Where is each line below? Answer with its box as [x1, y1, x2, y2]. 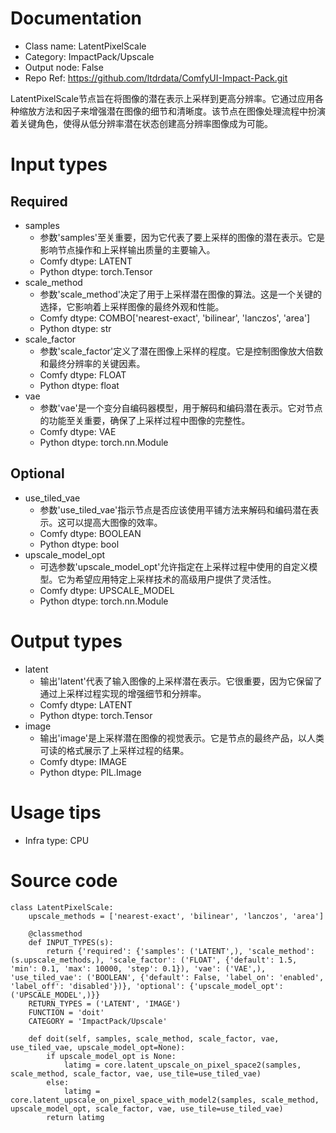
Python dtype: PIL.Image [39, 766, 142, 778]
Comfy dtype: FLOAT [39, 368, 127, 381]
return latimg [46, 1112, 105, 1122]
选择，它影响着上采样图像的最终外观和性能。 [39, 300, 225, 312]
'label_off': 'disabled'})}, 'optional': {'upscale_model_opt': [10, 981, 284, 991]
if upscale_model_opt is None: [46, 1051, 177, 1061]
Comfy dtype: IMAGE [39, 755, 128, 767]
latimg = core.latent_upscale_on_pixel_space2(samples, [63, 1060, 302, 1070]
